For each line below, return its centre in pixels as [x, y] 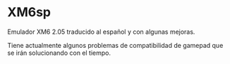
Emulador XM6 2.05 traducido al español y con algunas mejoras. [101, 32]
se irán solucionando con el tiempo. [59, 53]
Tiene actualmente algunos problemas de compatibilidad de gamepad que [115, 45]
